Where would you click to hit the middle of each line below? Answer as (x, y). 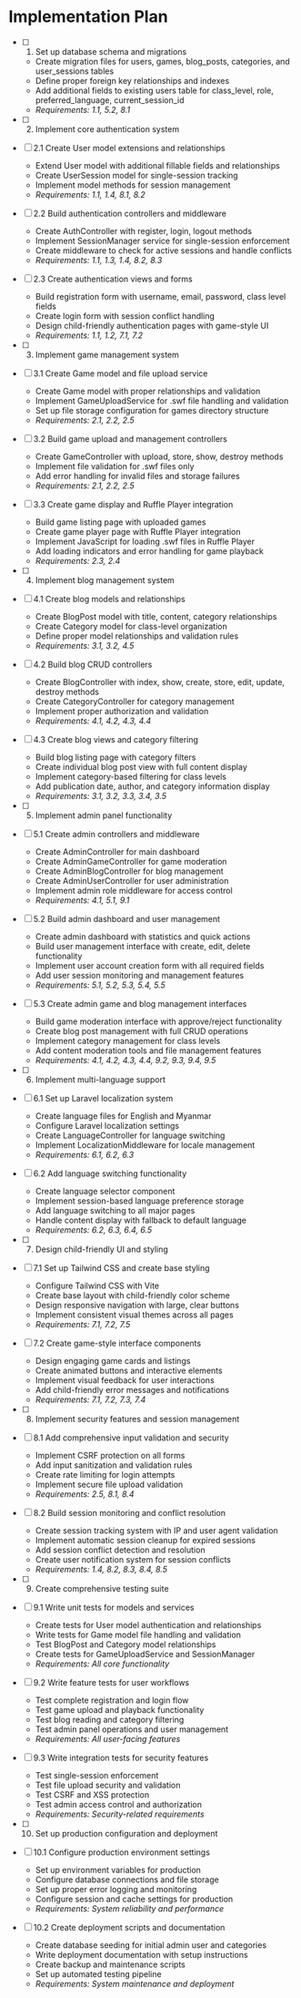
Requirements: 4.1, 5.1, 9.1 (82, 900)
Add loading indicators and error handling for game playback (150, 551)
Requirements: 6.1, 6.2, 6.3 (85, 1154)
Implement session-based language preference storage (140, 1201)
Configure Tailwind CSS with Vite (97, 1286)
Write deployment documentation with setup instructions (141, 1954)
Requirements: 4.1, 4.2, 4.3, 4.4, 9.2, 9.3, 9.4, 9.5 (125, 1060)
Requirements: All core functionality (102, 1664)
